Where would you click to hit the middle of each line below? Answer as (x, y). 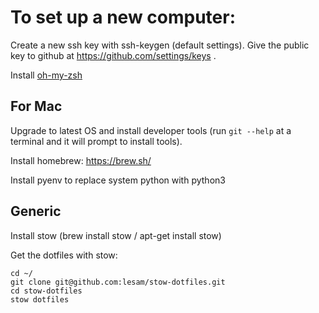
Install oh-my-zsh (46, 75)
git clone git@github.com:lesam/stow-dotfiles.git (118, 282)
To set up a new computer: (123, 17)
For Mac (36, 106)
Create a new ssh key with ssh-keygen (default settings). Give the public (160, 45)
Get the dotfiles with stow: (64, 255)
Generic (36, 211)
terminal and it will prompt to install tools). (96, 141)
